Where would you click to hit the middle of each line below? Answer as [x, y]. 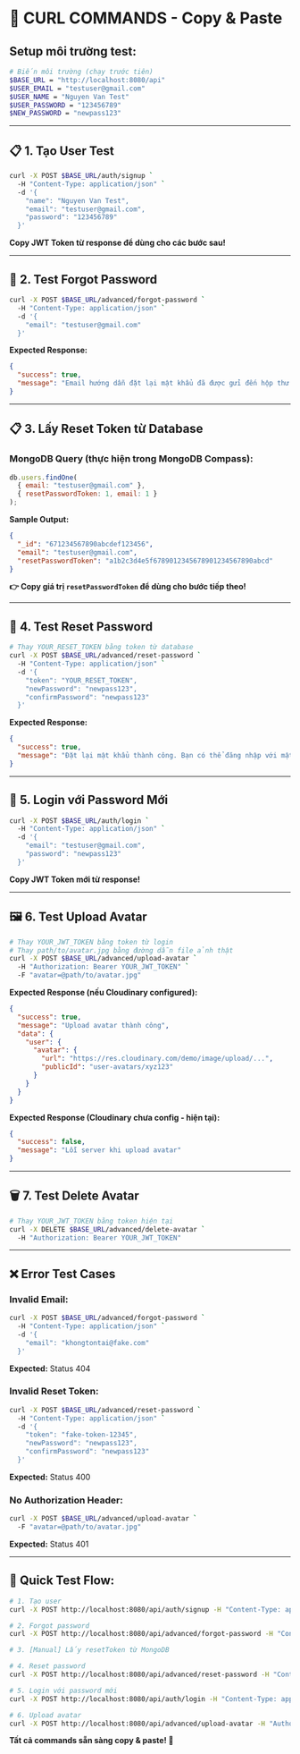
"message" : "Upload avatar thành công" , [93, 1025]
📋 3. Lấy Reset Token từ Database [106, 429]
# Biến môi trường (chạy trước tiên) [81, 72]
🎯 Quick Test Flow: [62, 1581]
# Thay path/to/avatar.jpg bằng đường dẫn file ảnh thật [121, 950]
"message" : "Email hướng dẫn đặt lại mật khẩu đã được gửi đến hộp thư [154, 384]
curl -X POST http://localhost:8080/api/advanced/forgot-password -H [142, 1634]
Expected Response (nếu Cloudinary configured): [104, 992]
